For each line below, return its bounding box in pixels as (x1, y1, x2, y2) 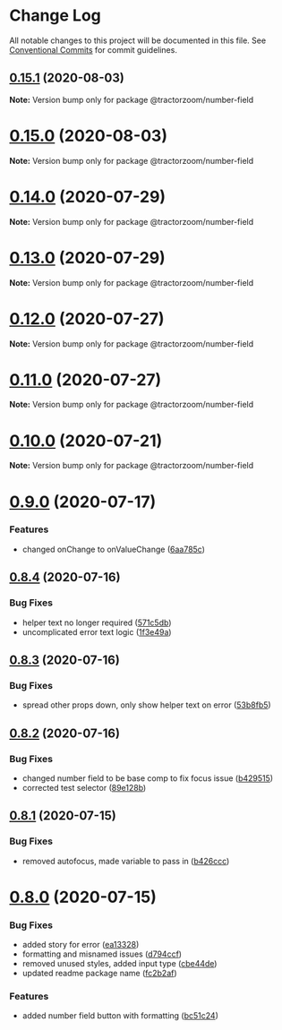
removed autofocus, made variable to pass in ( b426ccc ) (21, 855, 230, 866)
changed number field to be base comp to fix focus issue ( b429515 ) (21, 772, 274, 784)
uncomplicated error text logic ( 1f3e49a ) (21, 626, 172, 637)
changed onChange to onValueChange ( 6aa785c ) (21, 544, 206, 554)
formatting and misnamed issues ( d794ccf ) (21, 948, 182, 959)
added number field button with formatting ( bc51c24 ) (21, 1010, 219, 1021)
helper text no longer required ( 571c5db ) (21, 617, 172, 628)
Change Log (9, 5, 101, 26)
